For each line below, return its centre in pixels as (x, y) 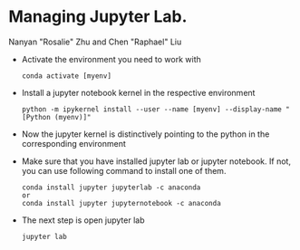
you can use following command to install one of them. (124, 170)
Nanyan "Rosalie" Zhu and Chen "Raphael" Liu (95, 42)
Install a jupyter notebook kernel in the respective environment (138, 92)
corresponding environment (73, 143)
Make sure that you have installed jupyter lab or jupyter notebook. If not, (156, 161)
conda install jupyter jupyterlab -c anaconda (111, 187)
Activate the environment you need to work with (111, 59)
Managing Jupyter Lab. (98, 17)
